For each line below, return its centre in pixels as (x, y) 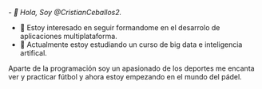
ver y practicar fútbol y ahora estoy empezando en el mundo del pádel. (125, 77)
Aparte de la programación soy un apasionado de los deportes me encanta (131, 68)
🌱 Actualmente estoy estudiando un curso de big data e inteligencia (131, 44)
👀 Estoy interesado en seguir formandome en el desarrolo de (120, 27)
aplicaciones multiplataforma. (68, 36)
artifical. (34, 53)
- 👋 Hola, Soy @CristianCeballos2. (65, 12)
